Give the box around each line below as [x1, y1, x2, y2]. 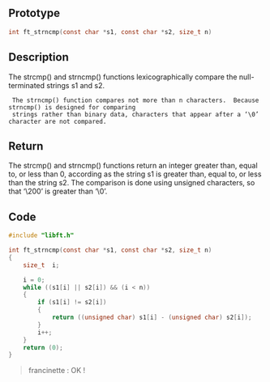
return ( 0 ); [23, 343, 63, 351]
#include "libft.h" [8, 231, 75, 240]
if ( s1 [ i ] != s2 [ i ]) [37, 299, 107, 307]
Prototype [8, 6, 61, 20]
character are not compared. [8, 117, 107, 125]
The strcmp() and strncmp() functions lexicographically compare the [8, 72, 238, 82]
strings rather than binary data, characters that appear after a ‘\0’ [11, 110, 259, 118]
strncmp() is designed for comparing [8, 103, 136, 112]
